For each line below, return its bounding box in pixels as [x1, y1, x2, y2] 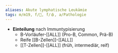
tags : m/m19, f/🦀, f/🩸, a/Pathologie [5, 12, 87, 17]
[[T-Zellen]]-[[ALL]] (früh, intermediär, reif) [20, 42, 110, 48]
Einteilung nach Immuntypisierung [12, 26, 85, 32]
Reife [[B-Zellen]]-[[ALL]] [20, 36, 73, 43]
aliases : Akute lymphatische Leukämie [5, 7, 87, 13]
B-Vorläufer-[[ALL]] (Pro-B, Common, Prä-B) [20, 31, 113, 37]
